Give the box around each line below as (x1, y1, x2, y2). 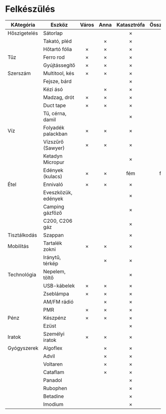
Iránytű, (43, 253, 61, 260)
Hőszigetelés (7, 30, 38, 37)
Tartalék (43, 240, 62, 247)
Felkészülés (5, 3, 55, 15)
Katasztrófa (116, 21, 145, 28)
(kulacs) (43, 173, 63, 180)
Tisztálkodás (7, 231, 37, 238)
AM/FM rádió (43, 298, 74, 305)
